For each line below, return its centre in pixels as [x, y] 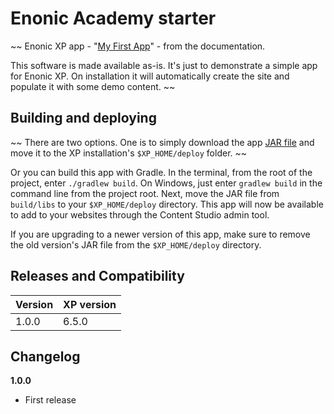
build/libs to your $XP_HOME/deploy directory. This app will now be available [167, 204]
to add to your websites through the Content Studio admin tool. [140, 214]
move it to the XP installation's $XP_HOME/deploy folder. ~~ [129, 153]
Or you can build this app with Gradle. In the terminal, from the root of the [161, 172]
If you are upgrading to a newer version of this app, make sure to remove [160, 234]
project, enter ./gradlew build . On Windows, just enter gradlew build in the [166, 183]
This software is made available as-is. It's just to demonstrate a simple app [164, 65]
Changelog [45, 356]
